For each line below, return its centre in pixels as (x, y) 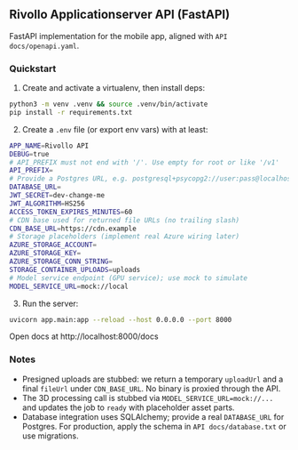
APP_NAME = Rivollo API (49, 146)
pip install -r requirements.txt (71, 112)
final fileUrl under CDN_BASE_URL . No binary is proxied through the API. (151, 388)
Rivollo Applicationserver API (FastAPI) (120, 15)
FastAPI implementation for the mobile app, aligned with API (118, 36)
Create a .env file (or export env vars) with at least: (115, 129)
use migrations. (50, 436)
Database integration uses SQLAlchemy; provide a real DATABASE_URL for (153, 416)
